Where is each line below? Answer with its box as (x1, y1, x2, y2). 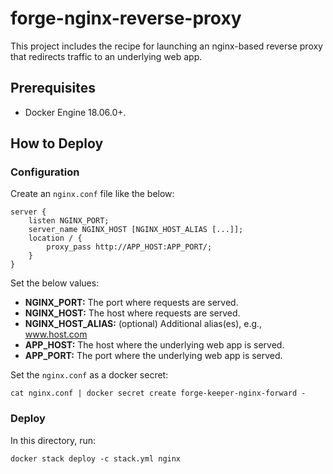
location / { (28, 233, 83, 244)
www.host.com (24, 328, 88, 341)
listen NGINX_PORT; (28, 216, 110, 226)
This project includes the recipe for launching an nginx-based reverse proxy (10, 40, 323, 52)
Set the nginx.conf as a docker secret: (10, 369, 169, 381)
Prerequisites (10, 80, 96, 97)
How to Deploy (10, 135, 104, 152)
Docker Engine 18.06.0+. (24, 106, 127, 118)
